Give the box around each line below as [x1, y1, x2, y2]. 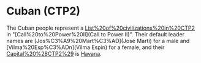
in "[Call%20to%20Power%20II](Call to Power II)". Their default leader [6, 30, 185, 38]
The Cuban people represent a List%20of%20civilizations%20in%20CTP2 [6, 24, 195, 31]
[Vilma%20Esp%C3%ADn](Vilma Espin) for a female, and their [6, 44, 165, 51]
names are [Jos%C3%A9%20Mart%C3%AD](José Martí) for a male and [6, 37, 190, 44]
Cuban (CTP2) [6, 4, 81, 18]
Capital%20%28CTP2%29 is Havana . [6, 50, 102, 57]
